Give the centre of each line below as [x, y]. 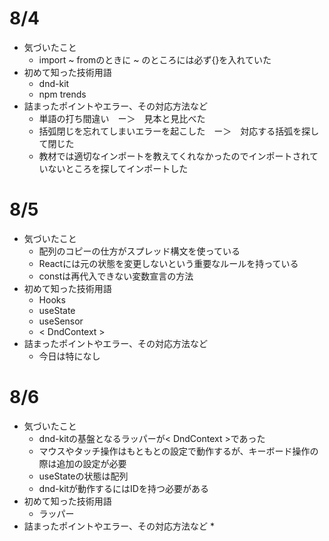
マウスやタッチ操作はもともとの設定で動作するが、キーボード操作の [178, 451]
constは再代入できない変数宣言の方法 [116, 276]
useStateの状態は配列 [83, 476]
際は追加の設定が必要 [82, 463]
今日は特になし [69, 356]
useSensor [61, 321]
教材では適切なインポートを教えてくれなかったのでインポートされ [174, 156]
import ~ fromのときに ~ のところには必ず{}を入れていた [155, 59]
